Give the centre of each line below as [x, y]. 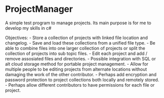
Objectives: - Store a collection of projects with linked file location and [77, 38]
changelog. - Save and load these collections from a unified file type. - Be [80, 43]
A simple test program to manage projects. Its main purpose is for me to [78, 23]
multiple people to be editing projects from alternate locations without [76, 69]
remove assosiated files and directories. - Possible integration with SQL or [81, 58]
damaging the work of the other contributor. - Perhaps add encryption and [81, 74]
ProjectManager [39, 9]
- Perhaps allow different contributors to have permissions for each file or [80, 85]
